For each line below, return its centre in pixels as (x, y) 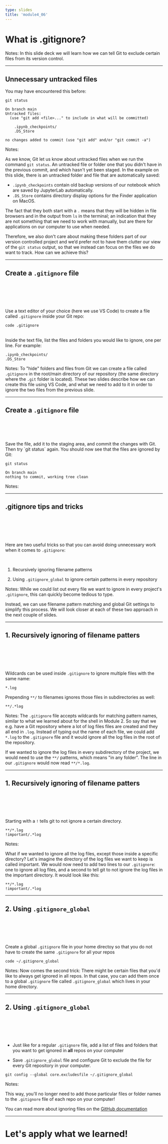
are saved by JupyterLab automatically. (53, 190)
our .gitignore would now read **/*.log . (48, 763)
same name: (18, 678)
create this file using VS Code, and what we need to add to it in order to (79, 385)
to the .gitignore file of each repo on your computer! (60, 1099)
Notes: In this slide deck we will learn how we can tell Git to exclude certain (82, 53)
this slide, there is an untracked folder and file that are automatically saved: (82, 175)
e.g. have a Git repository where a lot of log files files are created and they (82, 726)
